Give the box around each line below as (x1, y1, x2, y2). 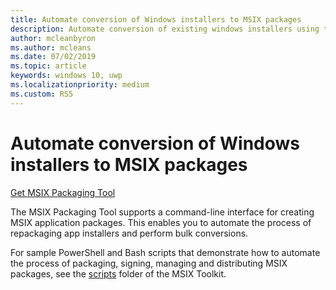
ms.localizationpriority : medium (10, 80, 150, 90)
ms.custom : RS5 (10, 89, 74, 99)
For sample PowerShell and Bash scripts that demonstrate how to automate (10, 246, 321, 258)
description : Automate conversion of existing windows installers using (10, 24, 320, 34)
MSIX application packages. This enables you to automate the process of (10, 216, 312, 228)
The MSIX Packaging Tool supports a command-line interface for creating (10, 206, 315, 218)
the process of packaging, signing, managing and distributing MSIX (10, 257, 288, 269)
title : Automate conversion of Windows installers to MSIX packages (10, 14, 302, 25)
